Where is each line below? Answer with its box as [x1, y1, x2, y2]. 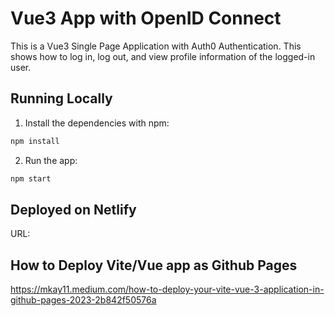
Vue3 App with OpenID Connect [10, 7, 282, 30]
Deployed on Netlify [10, 201, 137, 218]
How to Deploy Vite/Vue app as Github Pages [10, 257, 298, 274]
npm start [10, 173, 52, 184]
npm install [10, 136, 60, 146]
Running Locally [10, 90, 113, 107]
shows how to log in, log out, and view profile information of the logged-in [10, 50, 316, 62]
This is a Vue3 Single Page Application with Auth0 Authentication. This [10, 40, 302, 52]
